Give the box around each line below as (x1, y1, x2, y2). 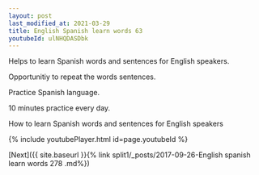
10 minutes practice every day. (8, 103, 111, 113)
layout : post (8, 11, 53, 20)
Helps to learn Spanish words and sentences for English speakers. (8, 56, 230, 66)
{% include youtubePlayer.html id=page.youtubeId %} (8, 135, 189, 144)
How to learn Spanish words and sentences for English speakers (8, 119, 224, 129)
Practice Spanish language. (8, 88, 100, 98)
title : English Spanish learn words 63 (8, 27, 143, 35)
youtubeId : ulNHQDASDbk (8, 34, 89, 43)
